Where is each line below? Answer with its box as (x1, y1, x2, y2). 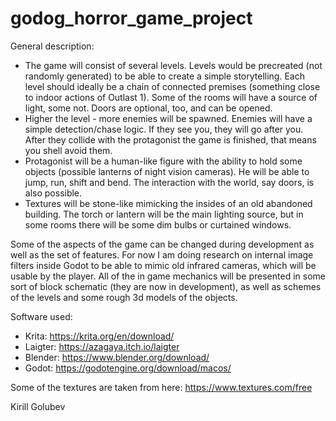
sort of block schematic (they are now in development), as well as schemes (10, 280, 322, 292)
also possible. (24, 187, 83, 199)
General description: (10, 40, 95, 52)
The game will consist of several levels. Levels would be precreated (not (24, 59, 323, 71)
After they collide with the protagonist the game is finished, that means (24, 133, 317, 146)
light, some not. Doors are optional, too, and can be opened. (24, 102, 273, 114)
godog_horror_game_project (10, 7, 253, 30)
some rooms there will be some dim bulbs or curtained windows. (24, 218, 292, 231)
